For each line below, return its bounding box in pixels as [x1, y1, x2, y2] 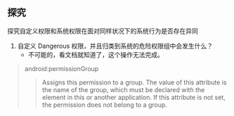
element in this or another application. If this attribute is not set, [41, 93, 226, 101]
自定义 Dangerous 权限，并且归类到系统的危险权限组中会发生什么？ [17, 41, 213, 50]
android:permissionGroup [24, 64, 99, 72]
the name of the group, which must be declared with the [41, 85, 205, 94]
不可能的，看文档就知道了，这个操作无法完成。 [27, 50, 164, 58]
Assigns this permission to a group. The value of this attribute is [41, 78, 227, 86]
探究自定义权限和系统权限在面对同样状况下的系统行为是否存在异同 [7, 27, 198, 35]
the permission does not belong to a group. [41, 101, 167, 109]
